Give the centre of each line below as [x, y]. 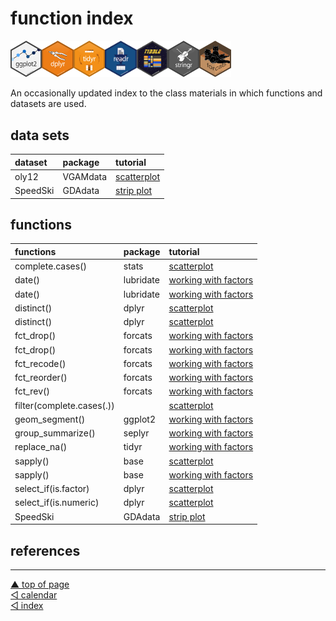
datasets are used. [48, 104]
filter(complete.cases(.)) [64, 405]
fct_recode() [40, 363]
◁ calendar [34, 595]
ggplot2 [139, 419]
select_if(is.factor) [52, 489]
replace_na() [41, 447]
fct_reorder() [41, 378]
